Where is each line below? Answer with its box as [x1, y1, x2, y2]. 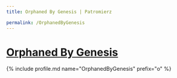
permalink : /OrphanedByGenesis [6, 19, 85, 26]
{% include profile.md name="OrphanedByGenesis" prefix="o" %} [6, 65, 172, 73]
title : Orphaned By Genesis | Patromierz [6, 8, 112, 15]
